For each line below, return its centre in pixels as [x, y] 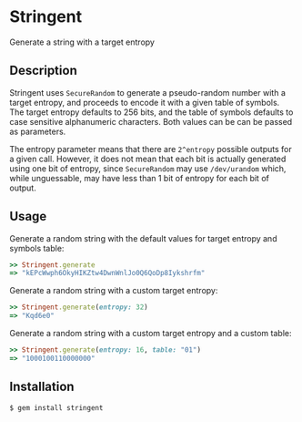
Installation [42, 387]
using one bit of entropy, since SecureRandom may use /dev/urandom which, [148, 168]
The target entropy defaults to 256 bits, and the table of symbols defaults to [151, 112]
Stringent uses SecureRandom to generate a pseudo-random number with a [148, 92]
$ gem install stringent [56, 407]
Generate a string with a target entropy [82, 42]
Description [43, 71]
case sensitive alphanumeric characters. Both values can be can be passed [151, 121]
